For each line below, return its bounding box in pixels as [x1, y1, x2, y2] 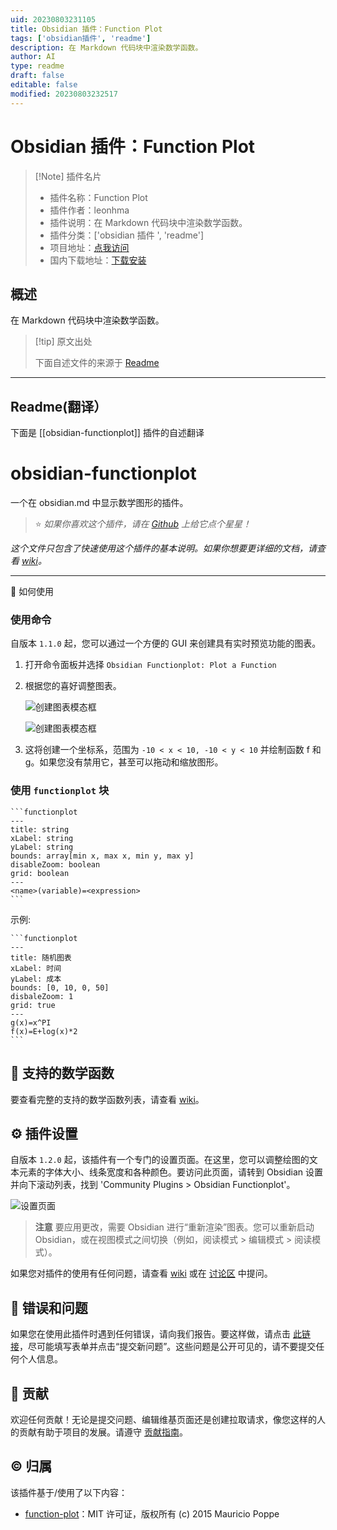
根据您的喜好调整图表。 [24, 680, 122, 692]
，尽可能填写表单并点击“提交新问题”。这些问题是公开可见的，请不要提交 [19, 1341, 317, 1353]
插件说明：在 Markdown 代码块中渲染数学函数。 [49, 216, 248, 228]
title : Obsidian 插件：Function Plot [10, 24, 163, 34]
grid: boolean [10, 868, 70, 878]
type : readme [10, 61, 65, 71]
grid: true [10, 1000, 56, 1010]
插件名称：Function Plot [49, 191, 148, 203]
